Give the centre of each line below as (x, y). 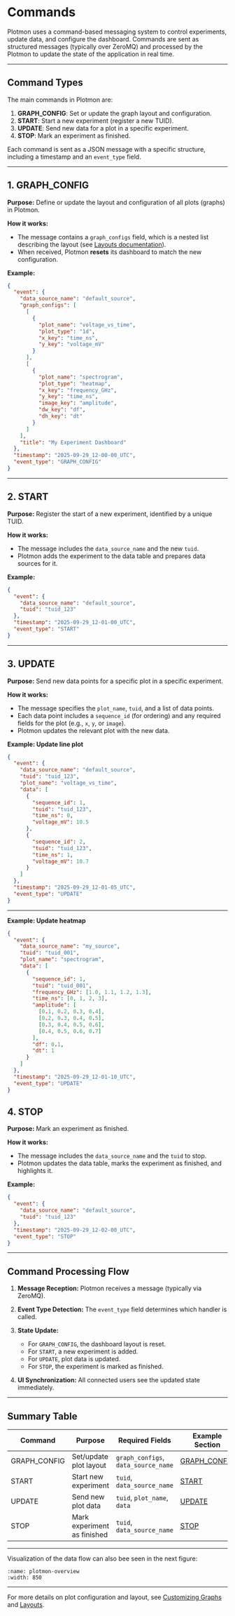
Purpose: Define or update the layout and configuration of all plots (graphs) (116, 202)
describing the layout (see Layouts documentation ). (92, 244)
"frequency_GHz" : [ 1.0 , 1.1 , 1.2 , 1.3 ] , (92, 992)
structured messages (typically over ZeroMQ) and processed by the (105, 46)
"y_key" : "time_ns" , (68, 397)
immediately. (36, 1388)
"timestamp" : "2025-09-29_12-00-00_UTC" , (75, 456)
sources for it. (37, 563)
